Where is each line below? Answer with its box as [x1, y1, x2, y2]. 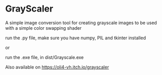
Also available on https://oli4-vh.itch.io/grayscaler [5, 64, 110, 70]
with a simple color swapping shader [5, 25, 82, 31]
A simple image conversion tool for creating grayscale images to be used [5, 20, 157, 26]
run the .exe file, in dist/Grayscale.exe [5, 54, 84, 60]
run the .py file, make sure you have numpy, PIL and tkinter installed [5, 35, 146, 41]
